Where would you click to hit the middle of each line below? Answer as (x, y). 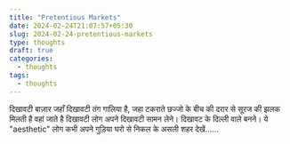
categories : (31, 59)
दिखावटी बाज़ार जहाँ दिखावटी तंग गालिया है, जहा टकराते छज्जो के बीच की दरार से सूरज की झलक (145, 108)
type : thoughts (37, 42)
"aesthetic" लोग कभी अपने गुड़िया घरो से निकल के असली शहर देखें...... (114, 129)
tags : (19, 76)
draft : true (31, 51)
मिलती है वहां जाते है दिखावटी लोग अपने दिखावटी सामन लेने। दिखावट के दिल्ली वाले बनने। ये (139, 119)
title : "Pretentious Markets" (65, 17)
